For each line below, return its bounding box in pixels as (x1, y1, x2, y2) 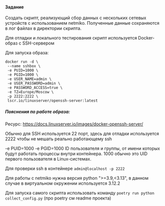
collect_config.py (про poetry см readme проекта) (5, 195, 112, 201)
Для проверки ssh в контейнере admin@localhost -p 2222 (5, 165, 125, 171)
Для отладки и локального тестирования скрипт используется (5, 35, 137, 41)
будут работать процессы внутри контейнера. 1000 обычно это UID (5, 151, 148, 157)
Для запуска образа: (5, 50, 49, 56)
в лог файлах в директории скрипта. (5, 25, 82, 32)
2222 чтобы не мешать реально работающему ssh (5, 136, 112, 142)
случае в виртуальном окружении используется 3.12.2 (5, 180, 121, 186)
